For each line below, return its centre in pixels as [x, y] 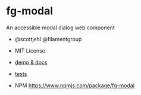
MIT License [30, 50]
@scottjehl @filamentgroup [48, 39]
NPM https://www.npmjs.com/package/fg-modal [75, 85]
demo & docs [31, 62]
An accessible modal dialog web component [60, 27]
